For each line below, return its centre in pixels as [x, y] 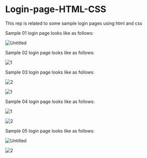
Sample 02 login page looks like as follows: [50, 52]
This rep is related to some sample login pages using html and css [74, 23]
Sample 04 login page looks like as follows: [50, 101]
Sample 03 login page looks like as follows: [50, 72]
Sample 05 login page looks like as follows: [50, 131]
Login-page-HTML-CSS [56, 9]
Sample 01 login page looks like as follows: [50, 33]
